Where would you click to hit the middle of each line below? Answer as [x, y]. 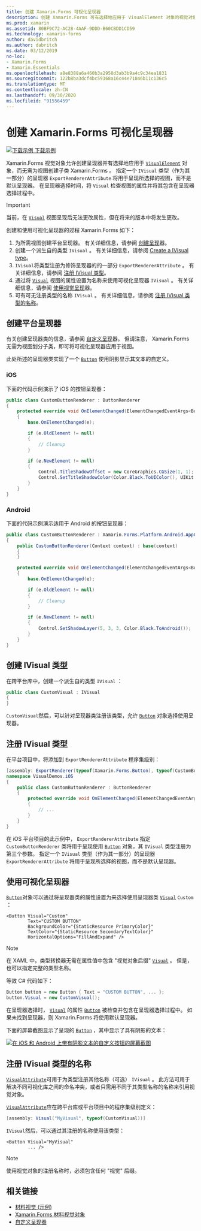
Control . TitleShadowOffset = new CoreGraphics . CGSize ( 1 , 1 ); [116, 472]
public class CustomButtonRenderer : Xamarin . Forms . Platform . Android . [96, 535]
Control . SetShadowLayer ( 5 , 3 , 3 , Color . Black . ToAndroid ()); [115, 629]
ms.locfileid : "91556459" [38, 101]
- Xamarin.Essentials [33, 67]
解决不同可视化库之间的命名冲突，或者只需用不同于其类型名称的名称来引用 [98, 1087]
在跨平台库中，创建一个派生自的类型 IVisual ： [64, 681]
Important [18, 205]
